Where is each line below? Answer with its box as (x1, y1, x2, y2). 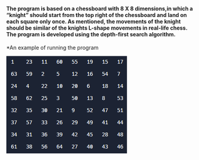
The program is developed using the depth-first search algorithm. (6, 30, 176, 38)
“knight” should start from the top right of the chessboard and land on (6, 11, 187, 18)
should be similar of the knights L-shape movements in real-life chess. (6, 24, 188, 32)
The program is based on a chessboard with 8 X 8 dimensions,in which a (6, 5, 193, 12)
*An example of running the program (6, 44, 99, 52)
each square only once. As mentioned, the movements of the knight (6, 18, 181, 25)
